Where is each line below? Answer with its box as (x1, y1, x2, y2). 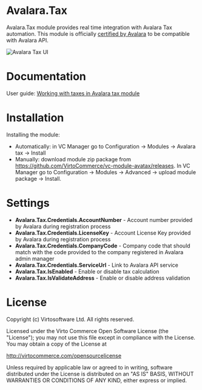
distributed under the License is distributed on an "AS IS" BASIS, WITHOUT (6, 370, 194, 377)
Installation (6, 111, 64, 125)
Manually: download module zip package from (15, 155, 132, 163)
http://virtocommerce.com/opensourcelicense (6, 352, 122, 359)
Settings (6, 197, 50, 210)
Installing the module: (6, 131, 60, 138)
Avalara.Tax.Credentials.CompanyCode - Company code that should (15, 242, 190, 249)
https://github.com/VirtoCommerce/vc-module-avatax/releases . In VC (15, 162, 190, 169)
